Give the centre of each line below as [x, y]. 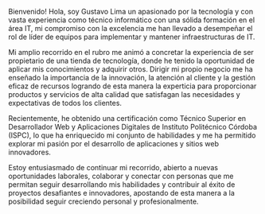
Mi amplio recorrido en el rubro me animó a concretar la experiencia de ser [131, 52]
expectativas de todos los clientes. [65, 103]
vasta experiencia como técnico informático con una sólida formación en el [132, 20]
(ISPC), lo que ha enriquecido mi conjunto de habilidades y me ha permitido [132, 135]
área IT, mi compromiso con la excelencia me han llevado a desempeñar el [131, 28]
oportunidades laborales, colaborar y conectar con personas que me [121, 176]
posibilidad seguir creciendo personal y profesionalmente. [103, 201]
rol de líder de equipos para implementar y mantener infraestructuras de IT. [132, 37]
